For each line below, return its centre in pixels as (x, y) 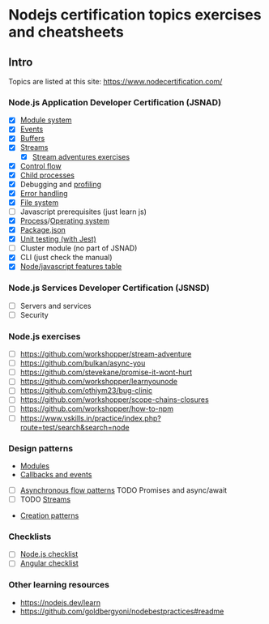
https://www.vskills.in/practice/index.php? (91, 418)
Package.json (43, 230)
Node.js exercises (45, 336)
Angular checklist (49, 563)
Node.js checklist (49, 554)
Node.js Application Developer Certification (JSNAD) (115, 102)
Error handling (44, 193)
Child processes (47, 175)
